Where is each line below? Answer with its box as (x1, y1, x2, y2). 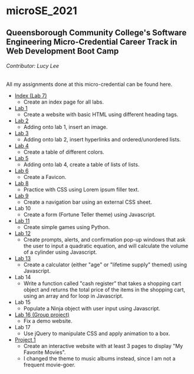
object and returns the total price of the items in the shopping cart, (23, 286, 186, 293)
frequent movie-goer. (23, 361, 75, 368)
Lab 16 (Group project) (14, 311, 70, 318)
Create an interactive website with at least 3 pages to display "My (23, 342, 183, 349)
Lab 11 (14, 217, 30, 224)
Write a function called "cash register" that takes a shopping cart (23, 280, 182, 287)
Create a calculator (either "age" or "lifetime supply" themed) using (23, 261, 188, 268)
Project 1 (14, 336, 36, 343)
